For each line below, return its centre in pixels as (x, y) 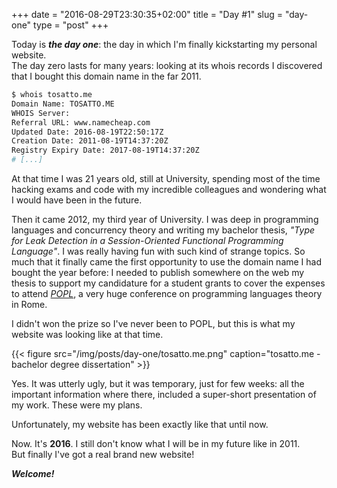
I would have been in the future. (77, 200)
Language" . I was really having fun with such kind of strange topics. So (158, 251)
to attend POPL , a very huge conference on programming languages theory (167, 293)
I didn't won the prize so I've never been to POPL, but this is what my (153, 323)
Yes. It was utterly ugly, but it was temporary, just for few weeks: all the (158, 383)
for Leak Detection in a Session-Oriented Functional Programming (147, 240)
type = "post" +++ (71, 25)
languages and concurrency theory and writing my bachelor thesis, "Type (163, 230)
